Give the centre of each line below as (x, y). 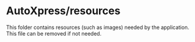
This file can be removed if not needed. (54, 33)
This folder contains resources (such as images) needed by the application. (98, 27)
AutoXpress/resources (63, 11)
